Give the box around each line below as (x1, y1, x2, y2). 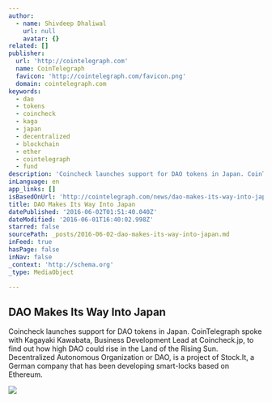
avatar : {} (23, 34, 60, 43)
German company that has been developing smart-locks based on (8, 361, 229, 371)
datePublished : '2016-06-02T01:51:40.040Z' (8, 207, 158, 216)
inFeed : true (8, 238, 53, 246)
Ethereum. (8, 370, 43, 379)
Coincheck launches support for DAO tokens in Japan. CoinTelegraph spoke (8, 327, 262, 336)
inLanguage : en (8, 177, 60, 186)
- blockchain (15, 139, 60, 148)
